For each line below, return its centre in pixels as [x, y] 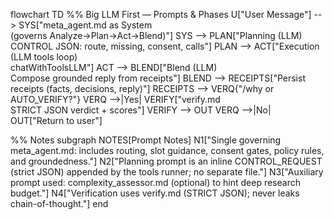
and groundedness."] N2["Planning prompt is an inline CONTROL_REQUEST [166, 161]
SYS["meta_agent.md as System [85, 25]
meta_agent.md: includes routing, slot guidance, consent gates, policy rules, [167, 150]
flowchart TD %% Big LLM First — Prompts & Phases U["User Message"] [161, 14]
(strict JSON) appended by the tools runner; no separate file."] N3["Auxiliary [167, 172]
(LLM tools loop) [44, 57]
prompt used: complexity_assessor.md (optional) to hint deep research [155, 182]
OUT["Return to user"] [56, 120]
